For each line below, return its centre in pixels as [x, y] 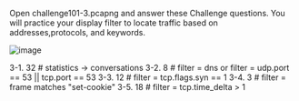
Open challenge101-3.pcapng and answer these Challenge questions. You [148, 13]
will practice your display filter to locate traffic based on [114, 23]
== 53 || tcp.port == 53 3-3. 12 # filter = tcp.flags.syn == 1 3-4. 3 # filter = [148, 77]
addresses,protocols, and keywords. [77, 32]
